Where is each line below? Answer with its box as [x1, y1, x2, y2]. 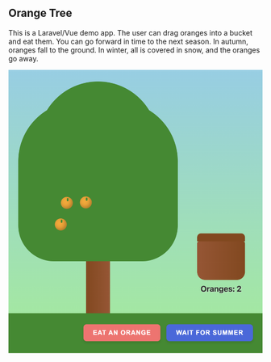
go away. [8, 53, 39, 63]
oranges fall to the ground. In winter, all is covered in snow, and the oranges [8, 44, 261, 55]
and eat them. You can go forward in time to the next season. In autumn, [8, 36, 248, 46]
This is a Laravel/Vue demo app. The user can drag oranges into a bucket [8, 27, 252, 37]
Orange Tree [8, 6, 73, 20]
